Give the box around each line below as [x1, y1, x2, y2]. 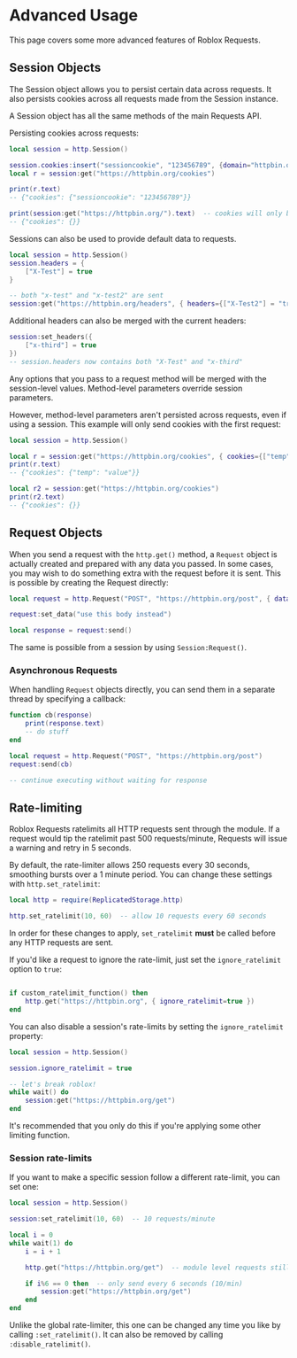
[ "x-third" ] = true [25, 341, 97, 350]
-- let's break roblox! [9, 1080, 97, 1089]
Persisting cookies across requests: [9, 128, 140, 138]
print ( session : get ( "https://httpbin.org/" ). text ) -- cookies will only [9, 209, 283, 218]
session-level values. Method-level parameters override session [9, 383, 243, 393]
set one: [9, 1182, 39, 1192]
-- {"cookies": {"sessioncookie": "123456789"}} [9, 193, 192, 202]
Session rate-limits [9, 1152, 93, 1164]
